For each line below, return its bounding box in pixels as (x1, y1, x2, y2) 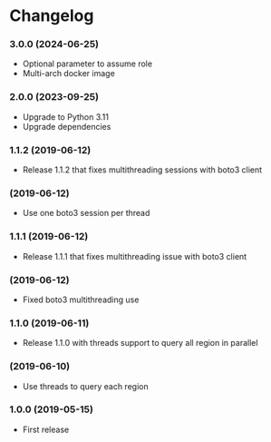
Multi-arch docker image (22, 68, 115, 79)
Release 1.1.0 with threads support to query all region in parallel (22, 338, 258, 349)
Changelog (9, 5, 94, 26)
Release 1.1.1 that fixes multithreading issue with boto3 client (22, 250, 247, 261)
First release (22, 424, 70, 435)
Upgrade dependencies (22, 121, 111, 132)
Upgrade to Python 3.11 (22, 111, 109, 123)
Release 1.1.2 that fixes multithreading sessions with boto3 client (22, 164, 263, 175)
